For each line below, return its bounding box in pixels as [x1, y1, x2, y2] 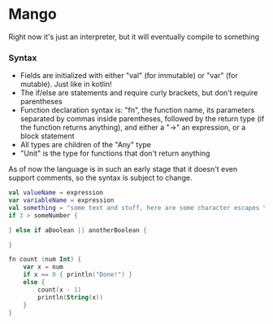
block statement [19, 131, 75, 141]
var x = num [23, 263, 63, 271]
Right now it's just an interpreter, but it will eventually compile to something [8, 32, 260, 42]
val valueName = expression [8, 189, 104, 197]
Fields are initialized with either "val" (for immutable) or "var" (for [19, 71, 238, 81]
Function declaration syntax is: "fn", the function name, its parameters [19, 105, 255, 115]
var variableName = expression [8, 196, 115, 204]
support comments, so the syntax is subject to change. [8, 173, 193, 183]
